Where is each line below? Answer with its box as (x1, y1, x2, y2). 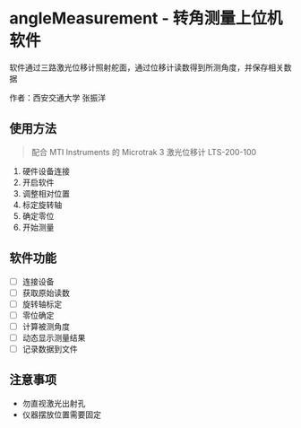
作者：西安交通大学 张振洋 (9, 92, 106, 103)
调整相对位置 (21, 188, 70, 198)
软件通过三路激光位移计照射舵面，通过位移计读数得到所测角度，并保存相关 (9, 62, 284, 73)
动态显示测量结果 (21, 332, 86, 343)
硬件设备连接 (21, 165, 70, 176)
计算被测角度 (21, 320, 70, 332)
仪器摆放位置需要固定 (21, 409, 101, 420)
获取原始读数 (21, 287, 70, 298)
